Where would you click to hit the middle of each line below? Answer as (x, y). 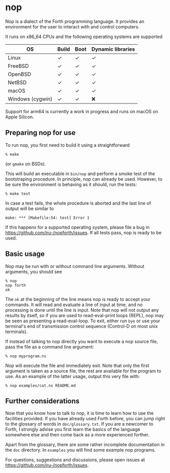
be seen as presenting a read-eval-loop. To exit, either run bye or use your (83, 321)
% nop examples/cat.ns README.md (41, 385)
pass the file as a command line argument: (50, 347)
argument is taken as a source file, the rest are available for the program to (83, 371)
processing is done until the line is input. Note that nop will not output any (82, 310)
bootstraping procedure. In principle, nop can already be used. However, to (84, 179)
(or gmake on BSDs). (26, 163)
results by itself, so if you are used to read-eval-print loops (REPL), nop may (84, 315)
